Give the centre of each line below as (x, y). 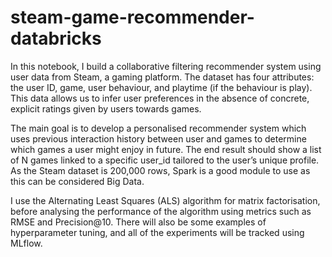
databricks (56, 38)
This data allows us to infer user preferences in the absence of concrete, (160, 98)
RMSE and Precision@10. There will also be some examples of (138, 222)
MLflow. (26, 243)
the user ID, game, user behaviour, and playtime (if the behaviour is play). (161, 87)
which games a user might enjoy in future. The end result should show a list (166, 149)
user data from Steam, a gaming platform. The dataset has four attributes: (162, 77)
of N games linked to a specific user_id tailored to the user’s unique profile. (165, 160)
